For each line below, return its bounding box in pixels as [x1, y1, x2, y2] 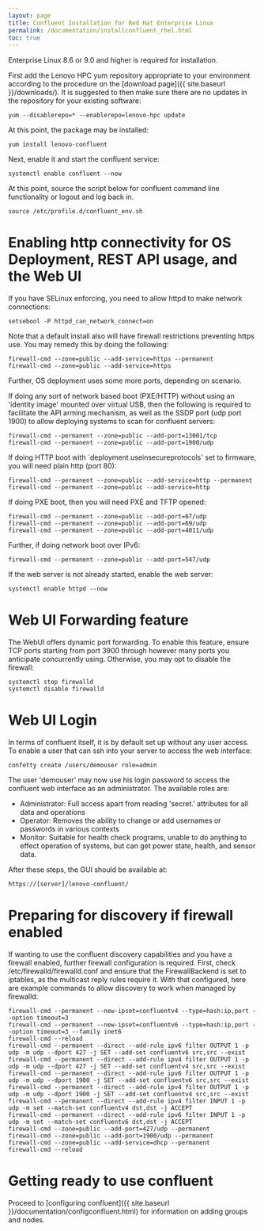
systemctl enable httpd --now [8, 585, 108, 593]
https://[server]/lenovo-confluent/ [8, 881, 129, 889]
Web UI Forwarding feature [8, 611, 189, 629]
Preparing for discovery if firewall [8, 907, 234, 924]
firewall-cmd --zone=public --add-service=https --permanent [8, 355, 214, 363]
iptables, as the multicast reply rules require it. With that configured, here [8, 975, 247, 984]
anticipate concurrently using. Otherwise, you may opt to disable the [8, 655, 232, 664]
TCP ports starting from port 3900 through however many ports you [8, 646, 230, 656]
